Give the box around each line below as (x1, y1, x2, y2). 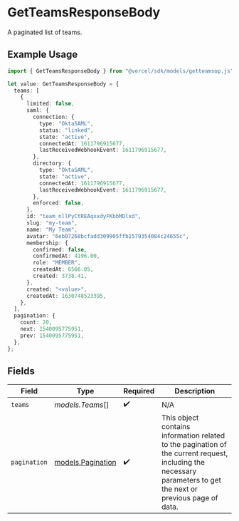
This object (161, 413, 199, 423)
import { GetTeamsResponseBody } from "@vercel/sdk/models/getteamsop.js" (7, 67, 234, 75)
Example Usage (7, 48, 78, 61)
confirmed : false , (33, 246, 87, 253)
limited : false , (26, 100, 75, 108)
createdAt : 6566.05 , (33, 266, 94, 273)
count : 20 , (20, 319, 53, 326)
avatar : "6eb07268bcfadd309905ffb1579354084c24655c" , (26, 232, 190, 239)
